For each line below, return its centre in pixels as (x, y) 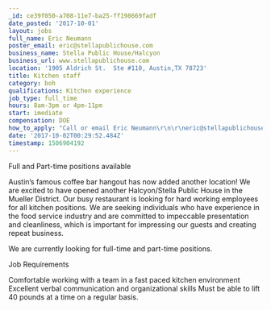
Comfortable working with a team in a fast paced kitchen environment (124, 279)
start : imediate (35, 114)
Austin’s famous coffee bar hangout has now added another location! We (129, 181)
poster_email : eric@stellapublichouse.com (81, 46)
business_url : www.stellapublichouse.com (79, 61)
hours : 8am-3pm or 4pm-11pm (56, 105)
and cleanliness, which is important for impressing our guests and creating (132, 224)
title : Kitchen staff (45, 76)
